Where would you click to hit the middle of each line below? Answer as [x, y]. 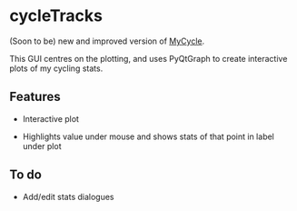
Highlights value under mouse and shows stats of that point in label [148, 136]
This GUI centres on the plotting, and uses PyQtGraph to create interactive [148, 58]
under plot [42, 146]
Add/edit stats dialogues [68, 196]
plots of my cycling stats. [56, 68]
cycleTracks [56, 16]
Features [35, 97]
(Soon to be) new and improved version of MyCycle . [107, 41]
